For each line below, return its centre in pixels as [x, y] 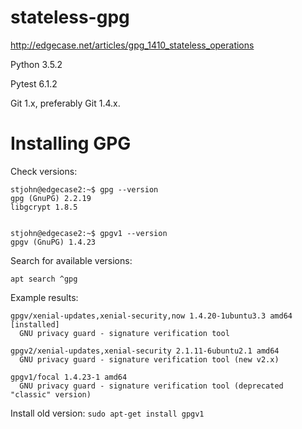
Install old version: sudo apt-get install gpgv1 [107, 413]
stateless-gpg [70, 17]
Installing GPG [71, 143]
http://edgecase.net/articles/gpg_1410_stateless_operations [132, 45]
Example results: [44, 297]
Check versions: [44, 171]
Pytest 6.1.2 [34, 83]
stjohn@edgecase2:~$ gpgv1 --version [89, 233]
